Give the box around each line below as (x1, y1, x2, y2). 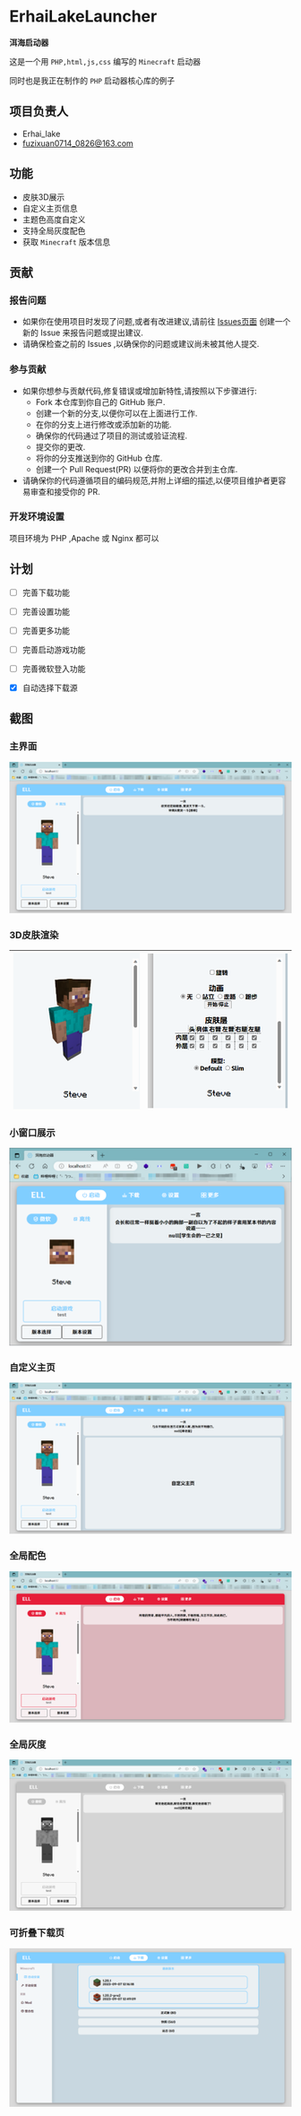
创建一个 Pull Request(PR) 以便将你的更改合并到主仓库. (35, 463, 238, 474)
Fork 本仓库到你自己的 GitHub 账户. (35, 396, 166, 407)
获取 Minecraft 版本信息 (21, 236, 111, 247)
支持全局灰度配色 (21, 225, 86, 236)
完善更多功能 (21, 625, 70, 635)
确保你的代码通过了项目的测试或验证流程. (35, 430, 188, 441)
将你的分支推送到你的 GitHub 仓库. (35, 453, 163, 463)
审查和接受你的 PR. (30, 486, 100, 497)
